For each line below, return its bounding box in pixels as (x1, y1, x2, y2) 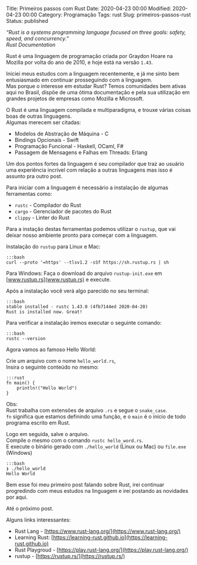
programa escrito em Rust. (6, 419, 70, 426)
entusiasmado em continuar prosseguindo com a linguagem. (6, 76, 152, 83)
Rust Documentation (6, 41, 56, 48)
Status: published (6, 18, 49, 24)
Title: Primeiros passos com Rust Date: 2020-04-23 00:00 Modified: (6, 5, 172, 12)
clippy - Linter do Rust (14, 214, 70, 221)
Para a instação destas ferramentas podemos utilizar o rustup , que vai (6, 226, 176, 232)
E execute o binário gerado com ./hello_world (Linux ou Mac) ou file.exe (6, 443, 186, 450)
